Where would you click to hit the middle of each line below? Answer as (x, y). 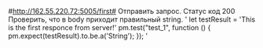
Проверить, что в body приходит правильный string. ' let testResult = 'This (132, 19)
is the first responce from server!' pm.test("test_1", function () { (110, 27)
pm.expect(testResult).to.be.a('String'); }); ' (78, 36)
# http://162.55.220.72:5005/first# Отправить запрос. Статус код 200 (122, 11)
